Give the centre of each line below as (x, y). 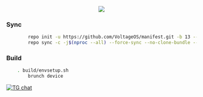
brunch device (46, 76)
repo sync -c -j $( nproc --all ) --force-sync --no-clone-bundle (109, 43)
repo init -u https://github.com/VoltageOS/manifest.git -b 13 (109, 37)
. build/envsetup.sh (43, 70)
